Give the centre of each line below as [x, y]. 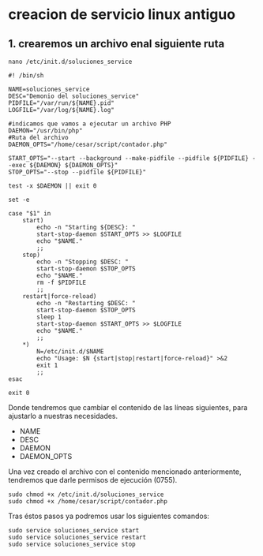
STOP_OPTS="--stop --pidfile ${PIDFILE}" [77, 172]
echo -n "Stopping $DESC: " [83, 262]
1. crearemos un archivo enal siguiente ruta [116, 44]
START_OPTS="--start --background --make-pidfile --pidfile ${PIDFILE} [128, 159]
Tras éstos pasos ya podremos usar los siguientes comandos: [109, 516]
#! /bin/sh [26, 76]
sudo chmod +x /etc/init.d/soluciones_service [86, 494]
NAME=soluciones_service [49, 89]
